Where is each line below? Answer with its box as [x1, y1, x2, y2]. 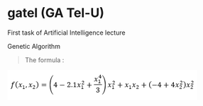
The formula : [24, 55, 65, 64]
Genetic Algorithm [7, 42, 60, 50]
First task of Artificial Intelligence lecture [7, 28, 126, 37]
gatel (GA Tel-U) [7, 5, 104, 21]
